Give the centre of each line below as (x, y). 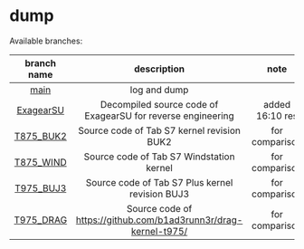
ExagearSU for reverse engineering (160, 116)
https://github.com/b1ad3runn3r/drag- (159, 220)
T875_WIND (40, 162)
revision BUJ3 (160, 194)
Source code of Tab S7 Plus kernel (159, 182)
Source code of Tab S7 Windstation (159, 157)
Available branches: (46, 41)
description (160, 69)
